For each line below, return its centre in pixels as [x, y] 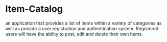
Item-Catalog [34, 9]
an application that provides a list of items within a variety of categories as [83, 23]
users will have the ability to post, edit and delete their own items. [74, 34]
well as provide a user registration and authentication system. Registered [82, 28]
